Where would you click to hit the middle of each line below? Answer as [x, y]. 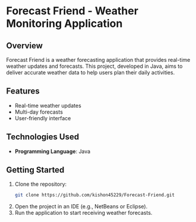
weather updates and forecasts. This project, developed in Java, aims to [94, 66]
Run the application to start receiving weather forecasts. [83, 213]
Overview [25, 46]
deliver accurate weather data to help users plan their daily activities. [91, 72]
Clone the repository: [41, 184]
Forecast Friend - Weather [72, 11]
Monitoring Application [64, 24]
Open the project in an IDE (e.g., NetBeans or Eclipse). [81, 207]
